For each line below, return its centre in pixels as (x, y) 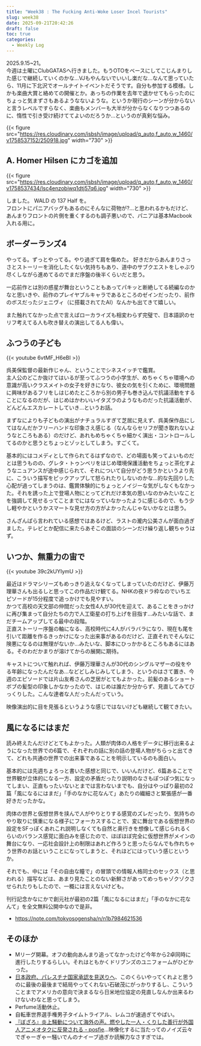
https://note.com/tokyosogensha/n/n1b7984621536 (79, 918)
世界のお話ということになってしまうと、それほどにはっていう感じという (100, 851)
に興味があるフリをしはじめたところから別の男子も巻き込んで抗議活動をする (101, 393)
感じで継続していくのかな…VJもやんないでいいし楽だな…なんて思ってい (100, 78)
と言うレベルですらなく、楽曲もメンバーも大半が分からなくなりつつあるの (98, 108)
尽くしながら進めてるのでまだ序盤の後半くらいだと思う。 (77, 274)
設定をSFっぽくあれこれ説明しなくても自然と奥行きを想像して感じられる (96, 828)
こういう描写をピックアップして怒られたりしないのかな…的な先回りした (106, 478)
